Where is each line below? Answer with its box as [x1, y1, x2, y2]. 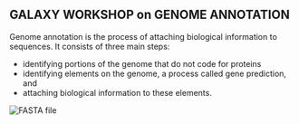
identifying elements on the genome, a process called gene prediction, [22, 68, 287, 79]
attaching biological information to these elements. [22, 87, 213, 98]
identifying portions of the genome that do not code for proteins [22, 58, 262, 69]
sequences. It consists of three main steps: [9, 41, 170, 52]
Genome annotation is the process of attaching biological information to [9, 31, 278, 42]
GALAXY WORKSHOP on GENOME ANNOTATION [9, 7, 290, 23]
